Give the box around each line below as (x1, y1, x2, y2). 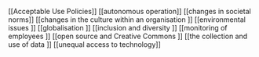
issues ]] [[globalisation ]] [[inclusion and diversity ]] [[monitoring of (8, 23, 228, 32)
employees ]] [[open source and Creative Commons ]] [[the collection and (8, 31, 248, 41)
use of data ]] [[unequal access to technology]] (8, 40, 161, 49)
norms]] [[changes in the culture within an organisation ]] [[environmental (8, 15, 246, 24)
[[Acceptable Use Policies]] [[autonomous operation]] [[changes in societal (8, 7, 251, 16)
